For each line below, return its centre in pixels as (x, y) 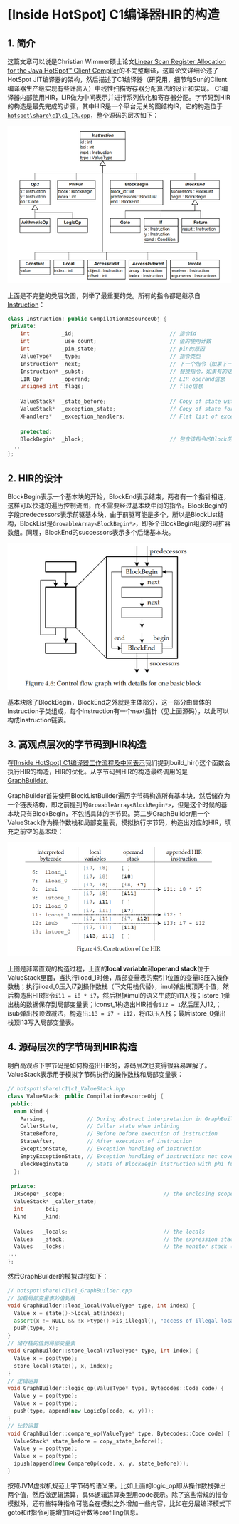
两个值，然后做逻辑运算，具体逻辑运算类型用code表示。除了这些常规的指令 (118, 1494)
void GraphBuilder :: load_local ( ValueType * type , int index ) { (101, 1306)
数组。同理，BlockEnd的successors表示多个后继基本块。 (91, 532)
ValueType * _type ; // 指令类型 (111, 356)
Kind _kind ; (38, 1217)
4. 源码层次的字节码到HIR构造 (72, 1047)
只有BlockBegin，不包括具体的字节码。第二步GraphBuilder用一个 (115, 814)
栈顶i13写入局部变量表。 (43, 1022)
